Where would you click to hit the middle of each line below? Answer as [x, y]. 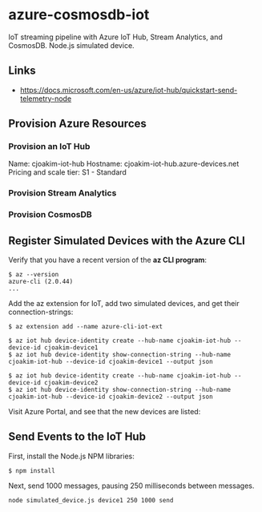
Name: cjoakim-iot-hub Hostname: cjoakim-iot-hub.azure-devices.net [124, 164]
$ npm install [32, 470]
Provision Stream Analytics [62, 193]
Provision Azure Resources [77, 124]
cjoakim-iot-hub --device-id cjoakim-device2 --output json [111, 397]
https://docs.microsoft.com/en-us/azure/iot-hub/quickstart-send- [129, 90]
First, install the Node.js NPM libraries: [71, 456]
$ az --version [34, 275]
